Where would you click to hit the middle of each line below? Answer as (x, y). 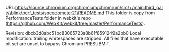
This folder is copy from (130, 13)
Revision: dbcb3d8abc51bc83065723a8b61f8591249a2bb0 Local (73, 33)
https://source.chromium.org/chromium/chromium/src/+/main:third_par (89, 7)
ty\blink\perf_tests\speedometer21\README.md (55, 13)
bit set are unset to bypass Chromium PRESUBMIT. (58, 44)
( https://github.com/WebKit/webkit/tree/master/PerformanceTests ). (75, 23)
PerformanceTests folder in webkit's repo (48, 18)
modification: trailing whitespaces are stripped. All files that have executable (84, 38)
